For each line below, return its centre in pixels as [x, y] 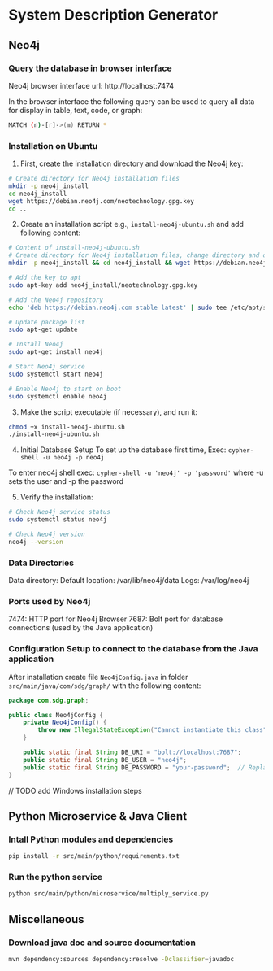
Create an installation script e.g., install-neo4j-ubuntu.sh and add [132, 224]
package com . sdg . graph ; [49, 700]
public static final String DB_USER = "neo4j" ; [105, 760]
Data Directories [41, 563]
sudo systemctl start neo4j [56, 374]
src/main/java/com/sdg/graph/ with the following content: [105, 686]
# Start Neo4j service [47, 367]
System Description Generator [113, 15]
